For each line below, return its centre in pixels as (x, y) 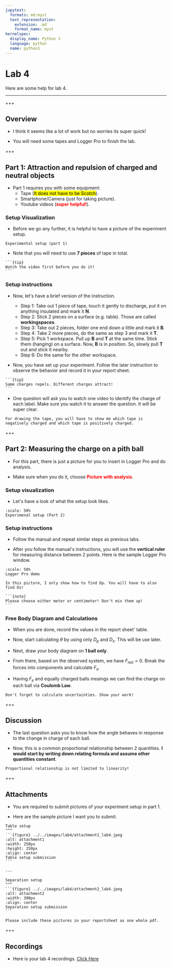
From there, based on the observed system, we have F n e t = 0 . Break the (89, 661)
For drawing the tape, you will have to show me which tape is (74, 419)
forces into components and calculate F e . (56, 668)
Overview (21, 119)
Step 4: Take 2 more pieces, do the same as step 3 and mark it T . (89, 333)
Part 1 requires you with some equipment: (57, 188)
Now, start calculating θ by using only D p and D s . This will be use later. (87, 640)
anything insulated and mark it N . (55, 311)
